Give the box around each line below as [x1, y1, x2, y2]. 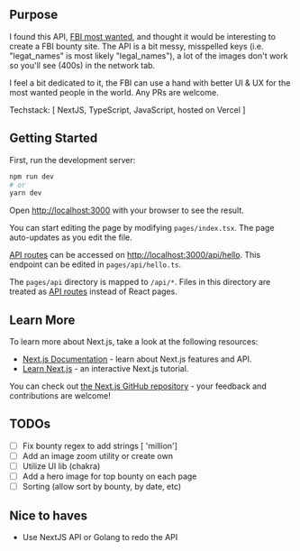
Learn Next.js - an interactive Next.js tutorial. [22, 363, 189, 374]
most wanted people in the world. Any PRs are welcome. [9, 87, 219, 97]
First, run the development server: [9, 154, 136, 165]
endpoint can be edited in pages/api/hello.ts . [9, 259, 182, 270]
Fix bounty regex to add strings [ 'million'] [22, 440, 178, 451]
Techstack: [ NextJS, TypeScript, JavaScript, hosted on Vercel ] [9, 104, 246, 115]
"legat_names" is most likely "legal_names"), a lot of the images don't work [9, 50, 288, 61]
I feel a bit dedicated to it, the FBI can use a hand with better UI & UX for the [9, 77, 291, 88]
